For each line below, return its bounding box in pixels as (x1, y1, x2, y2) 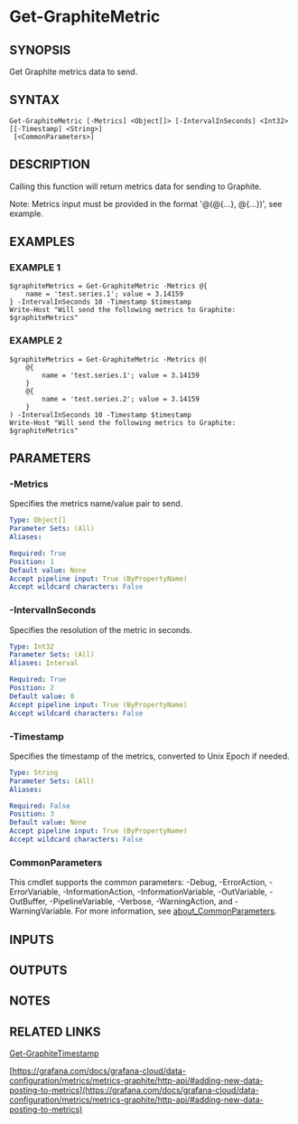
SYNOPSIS (9, 43, 71, 58)
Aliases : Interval (9, 658, 79, 668)
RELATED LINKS (9, 1024, 101, 1039)
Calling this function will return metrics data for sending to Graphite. (9, 181, 262, 192)
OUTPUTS (9, 962, 68, 978)
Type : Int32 (9, 642, 54, 651)
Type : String (9, 768, 59, 777)
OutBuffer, (9, 896, 48, 907)
